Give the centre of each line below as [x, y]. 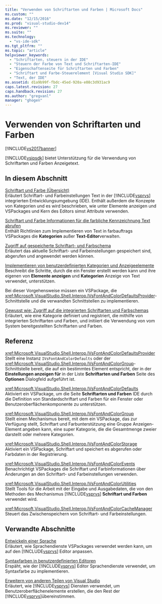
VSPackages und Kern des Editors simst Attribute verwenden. [67, 211]
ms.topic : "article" [26, 50]
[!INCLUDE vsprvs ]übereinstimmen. [40, 596]
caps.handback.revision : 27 [34, 91]
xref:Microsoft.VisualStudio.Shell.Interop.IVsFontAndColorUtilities [71, 483]
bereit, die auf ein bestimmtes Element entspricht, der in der [91, 368]
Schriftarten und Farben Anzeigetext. [42, 163]
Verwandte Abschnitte [40, 529]
